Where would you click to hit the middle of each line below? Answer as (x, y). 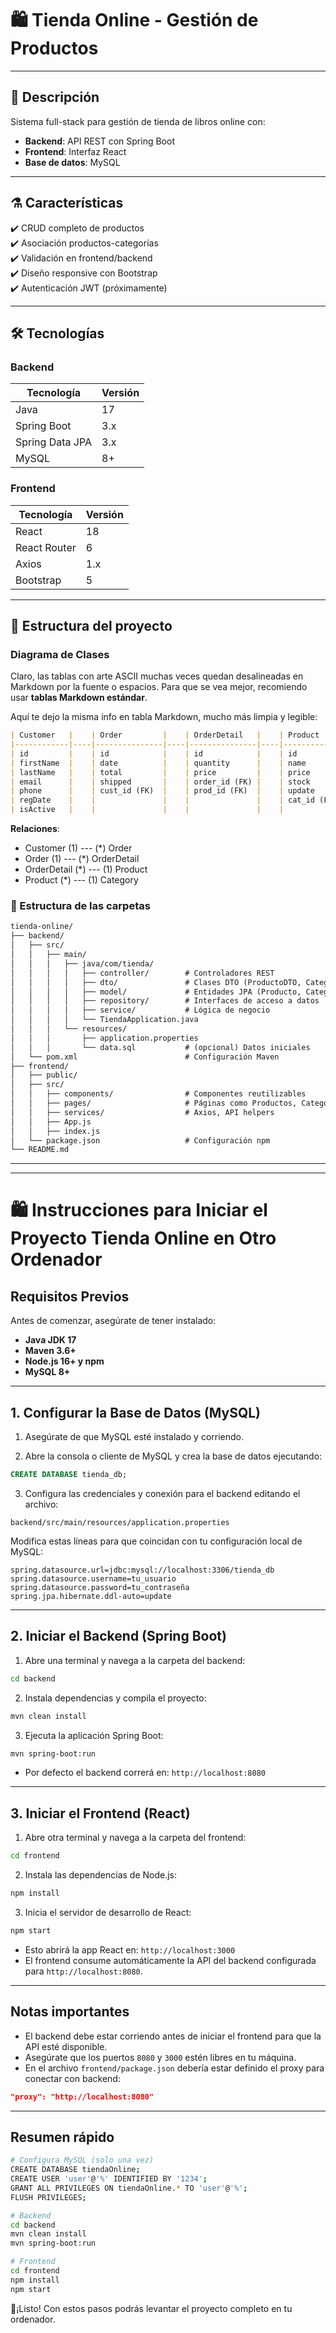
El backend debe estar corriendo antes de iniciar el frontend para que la (173, 2036)
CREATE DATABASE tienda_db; (69, 1475)
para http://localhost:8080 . (83, 1971)
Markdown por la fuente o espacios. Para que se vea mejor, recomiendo (159, 687)
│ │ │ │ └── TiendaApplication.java (104, 1020)
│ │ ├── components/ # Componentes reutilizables (158, 1094)
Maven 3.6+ (50, 1351)
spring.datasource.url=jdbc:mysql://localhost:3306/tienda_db (142, 1570)
